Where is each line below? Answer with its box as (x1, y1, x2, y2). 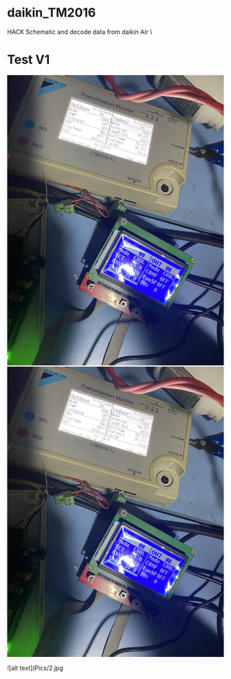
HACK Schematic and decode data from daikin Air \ (7, 28, 153, 36)
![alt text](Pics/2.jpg (7, 664, 63, 672)
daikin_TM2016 (7, 5, 96, 21)
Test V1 (7, 52, 50, 68)
